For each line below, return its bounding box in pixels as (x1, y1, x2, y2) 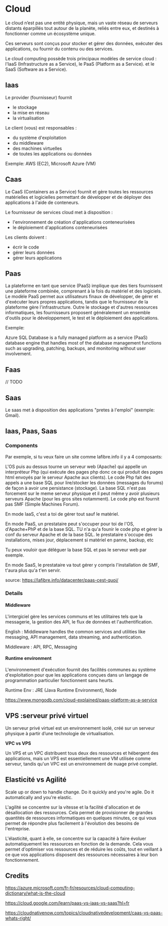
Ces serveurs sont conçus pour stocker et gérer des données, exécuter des (5, 40, 163, 46)
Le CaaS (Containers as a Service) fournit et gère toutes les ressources (5, 188, 153, 195)
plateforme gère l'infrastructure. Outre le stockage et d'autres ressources (5, 304, 158, 310)
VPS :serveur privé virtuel (5, 711, 88, 720)
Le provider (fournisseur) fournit (5, 94, 72, 100)
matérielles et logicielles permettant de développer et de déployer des (5, 194, 151, 200)
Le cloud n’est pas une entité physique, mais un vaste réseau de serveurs (5, 20, 158, 26)
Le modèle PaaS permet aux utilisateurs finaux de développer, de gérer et (5, 293, 158, 300)
